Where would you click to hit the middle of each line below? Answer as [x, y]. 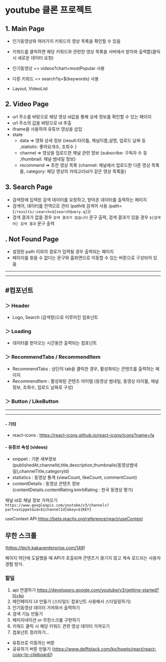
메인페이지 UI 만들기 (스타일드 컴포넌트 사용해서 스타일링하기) [71, 601]
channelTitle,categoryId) [44, 471]
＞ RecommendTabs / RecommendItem [53, 357]
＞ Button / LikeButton [32, 401]
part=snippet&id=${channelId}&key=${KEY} [48, 510]
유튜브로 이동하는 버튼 [34, 643]
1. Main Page [25, 28]
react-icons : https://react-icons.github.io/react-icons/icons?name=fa [83, 435]
